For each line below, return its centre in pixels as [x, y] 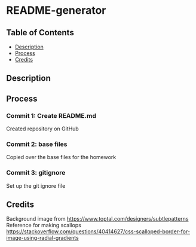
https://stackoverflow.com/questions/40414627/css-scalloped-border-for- [98, 231]
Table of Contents [40, 33]
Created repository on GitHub [42, 129]
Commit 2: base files [37, 144]
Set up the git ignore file [36, 185]
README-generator [56, 10]
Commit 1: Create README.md [51, 115]
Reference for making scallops [44, 225]
